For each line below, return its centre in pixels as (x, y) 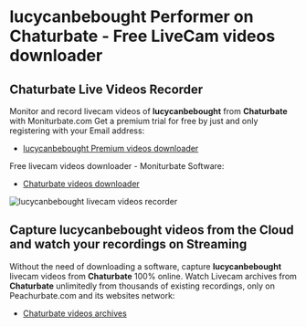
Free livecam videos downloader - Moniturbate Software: (117, 166)
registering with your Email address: (77, 131)
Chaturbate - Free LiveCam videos (142, 36)
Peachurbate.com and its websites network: (92, 295)
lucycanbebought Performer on (132, 17)
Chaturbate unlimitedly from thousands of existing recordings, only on (142, 286)
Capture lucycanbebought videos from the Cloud (152, 230)
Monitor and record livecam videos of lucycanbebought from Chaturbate (148, 111)
